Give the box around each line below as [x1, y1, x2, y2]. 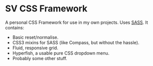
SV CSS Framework [5, 3, 88, 14]
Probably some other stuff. [12, 55, 67, 61]
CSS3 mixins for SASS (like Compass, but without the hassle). [12, 39, 140, 45]
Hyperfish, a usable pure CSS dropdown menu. [12, 50, 110, 56]
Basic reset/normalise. [12, 34, 59, 40]
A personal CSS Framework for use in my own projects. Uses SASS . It [5, 19, 149, 25]
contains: [5, 24, 24, 30]
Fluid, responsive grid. [12, 45, 58, 51]
